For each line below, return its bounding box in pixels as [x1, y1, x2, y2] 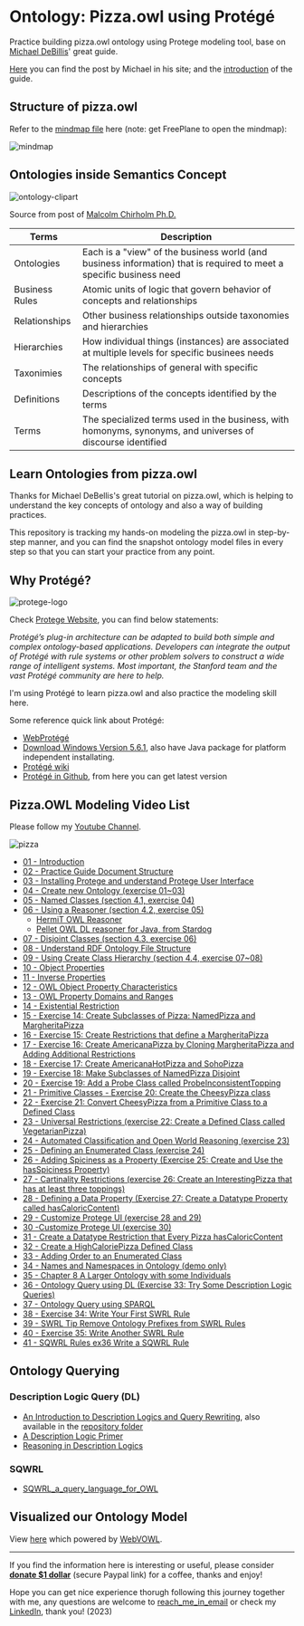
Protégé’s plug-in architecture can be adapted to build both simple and [9, 632, 275, 643]
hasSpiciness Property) [22, 1164, 110, 1174]
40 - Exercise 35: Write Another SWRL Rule [22, 1328, 185, 1338]
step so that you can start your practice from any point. [9, 546, 215, 558]
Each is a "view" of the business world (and [82, 245, 268, 258]
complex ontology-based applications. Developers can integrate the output [9, 641, 290, 653]
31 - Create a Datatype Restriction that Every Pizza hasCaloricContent [22, 1231, 283, 1242]
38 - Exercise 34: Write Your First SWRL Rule [22, 1308, 191, 1319]
